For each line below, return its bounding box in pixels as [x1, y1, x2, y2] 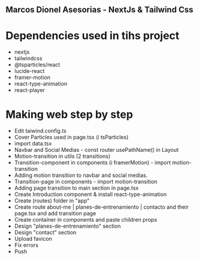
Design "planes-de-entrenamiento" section [14, 222, 121, 230]
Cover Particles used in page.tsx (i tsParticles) [14, 134, 129, 141]
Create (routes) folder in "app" [14, 197, 90, 204]
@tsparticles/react [14, 61, 61, 68]
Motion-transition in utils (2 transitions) [14, 152, 111, 160]
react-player [14, 87, 46, 94]
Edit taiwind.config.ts [14, 127, 67, 134]
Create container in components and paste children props [14, 216, 157, 224]
